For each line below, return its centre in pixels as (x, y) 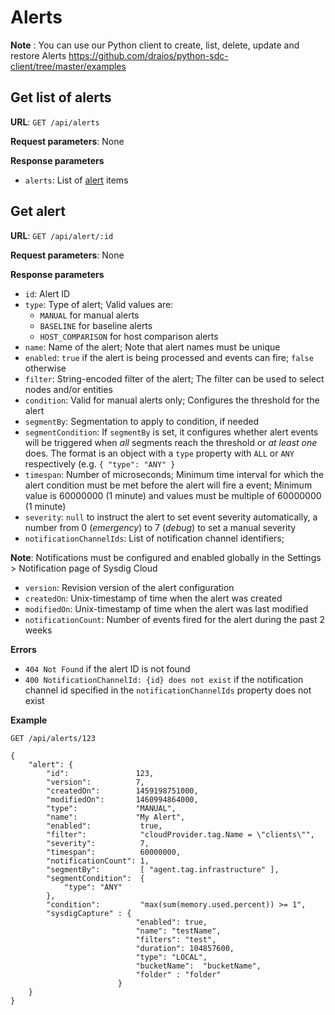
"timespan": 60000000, (114, 852)
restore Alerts (38, 55)
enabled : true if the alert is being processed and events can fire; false (169, 357)
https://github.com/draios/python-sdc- (148, 55)
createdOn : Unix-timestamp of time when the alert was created (153, 598)
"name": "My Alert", (116, 817)
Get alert (38, 211)
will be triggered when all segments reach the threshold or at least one (171, 442)
